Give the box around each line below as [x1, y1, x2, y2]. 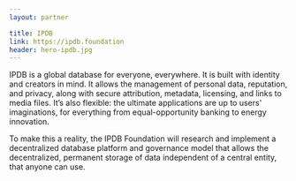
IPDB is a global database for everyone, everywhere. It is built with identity [9, 70, 280, 80]
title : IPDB [9, 28, 53, 38]
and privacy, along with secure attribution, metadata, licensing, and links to [9, 88, 283, 99]
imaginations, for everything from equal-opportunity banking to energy [9, 107, 267, 117]
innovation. [9, 117, 50, 127]
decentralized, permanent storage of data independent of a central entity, [9, 152, 277, 163]
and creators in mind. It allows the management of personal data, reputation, [9, 79, 288, 89]
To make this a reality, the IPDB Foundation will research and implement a [9, 133, 277, 144]
